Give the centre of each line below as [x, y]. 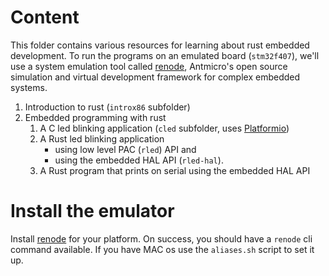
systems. [29, 87]
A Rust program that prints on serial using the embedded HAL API [175, 170]
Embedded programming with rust [95, 117]
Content [45, 17]
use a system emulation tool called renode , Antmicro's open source [149, 66]
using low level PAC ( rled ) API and [125, 149]
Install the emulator [92, 211]
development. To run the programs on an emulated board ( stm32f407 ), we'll [165, 55]
